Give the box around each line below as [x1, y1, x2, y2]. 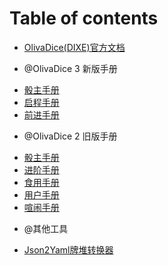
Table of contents [9, 7, 159, 30]
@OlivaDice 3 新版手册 [23, 62, 118, 74]
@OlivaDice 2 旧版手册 [23, 130, 118, 142]
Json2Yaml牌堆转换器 [23, 243, 114, 256]
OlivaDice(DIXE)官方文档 [23, 41, 126, 53]
